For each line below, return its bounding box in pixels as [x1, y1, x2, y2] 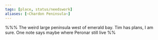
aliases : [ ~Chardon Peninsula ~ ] [5, 11, 70, 16]
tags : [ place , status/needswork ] [5, 7, 73, 12]
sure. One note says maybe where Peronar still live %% [5, 30, 116, 35]
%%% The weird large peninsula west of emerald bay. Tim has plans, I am [5, 24, 154, 30]
